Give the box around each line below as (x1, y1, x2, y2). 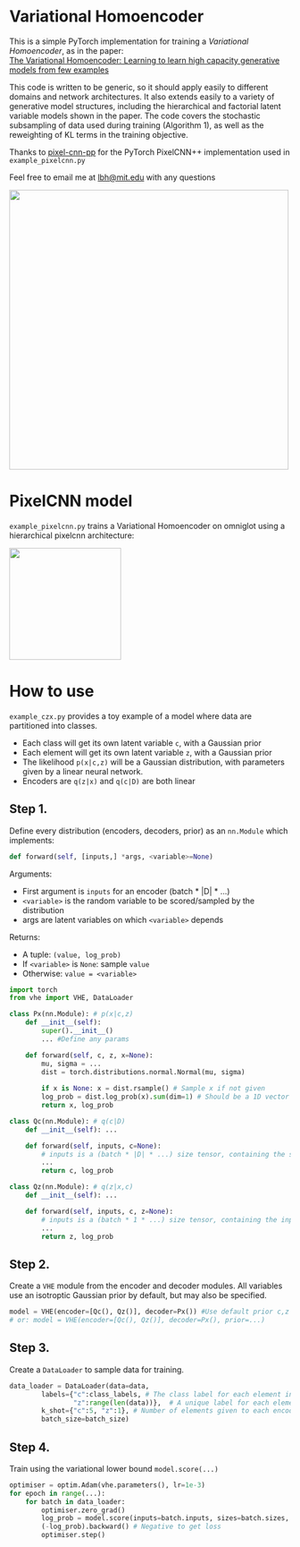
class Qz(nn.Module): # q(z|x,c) (9, 1183, 134, 1192)
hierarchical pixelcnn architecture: (9, 530, 135, 541)
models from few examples (9, 64, 110, 75)
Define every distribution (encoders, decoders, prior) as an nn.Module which (9, 825, 288, 836)
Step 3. (9, 1340, 51, 1355)
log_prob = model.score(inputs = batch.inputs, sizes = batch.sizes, (41, 1514, 290, 1523)
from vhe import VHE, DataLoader (9, 994, 134, 1003)
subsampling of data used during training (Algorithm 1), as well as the (9, 119, 264, 131)
